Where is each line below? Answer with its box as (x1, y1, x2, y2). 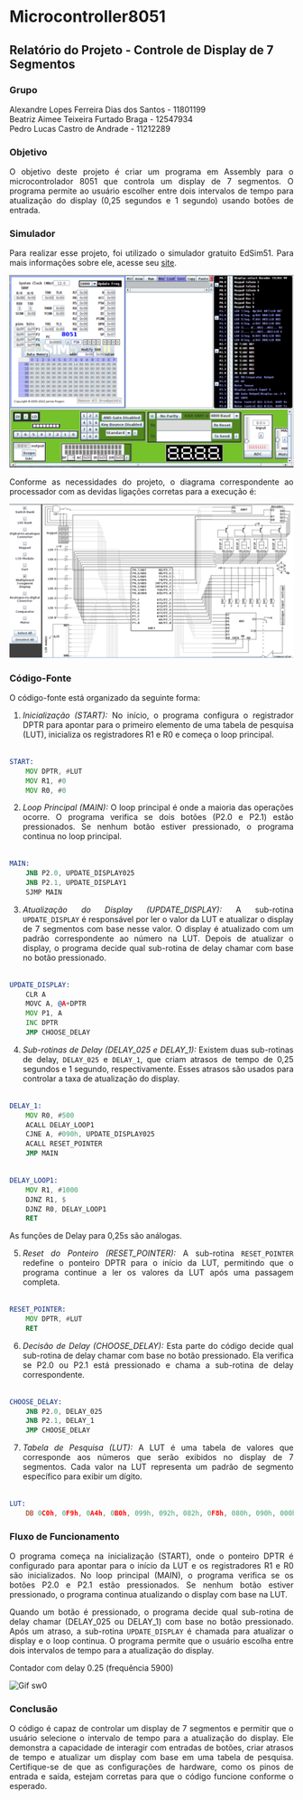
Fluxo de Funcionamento (9, 1530, 120, 1542)
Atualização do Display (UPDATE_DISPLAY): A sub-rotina (22, 904, 294, 915)
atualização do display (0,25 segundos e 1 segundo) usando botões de (9, 195, 294, 206)
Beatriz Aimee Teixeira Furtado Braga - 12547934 (9, 113, 194, 124)
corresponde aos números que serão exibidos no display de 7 (22, 1452, 294, 1463)
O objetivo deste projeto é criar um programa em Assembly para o (9, 166, 294, 177)
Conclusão (9, 1702, 59, 1715)
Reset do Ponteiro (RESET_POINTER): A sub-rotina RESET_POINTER (22, 1248, 294, 1258)
